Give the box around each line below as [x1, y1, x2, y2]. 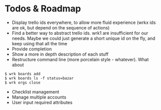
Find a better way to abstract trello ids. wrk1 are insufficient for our [11, 30, 149, 36]
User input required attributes [11, 99, 73, 105]
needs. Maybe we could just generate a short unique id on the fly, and [11, 35, 156, 41]
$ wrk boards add [4, 71, 41, 76]
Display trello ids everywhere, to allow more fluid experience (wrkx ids [11, 19, 156, 25]
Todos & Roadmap [4, 3, 81, 14]
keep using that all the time [11, 40, 68, 46]
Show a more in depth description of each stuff [11, 51, 109, 57]
